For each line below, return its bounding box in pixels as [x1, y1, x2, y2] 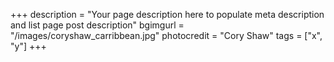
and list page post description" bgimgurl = [10, 19, 185, 31]
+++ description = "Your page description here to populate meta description [10, 9, 325, 20]
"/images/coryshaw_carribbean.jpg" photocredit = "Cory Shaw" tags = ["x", [10, 30, 323, 41]
